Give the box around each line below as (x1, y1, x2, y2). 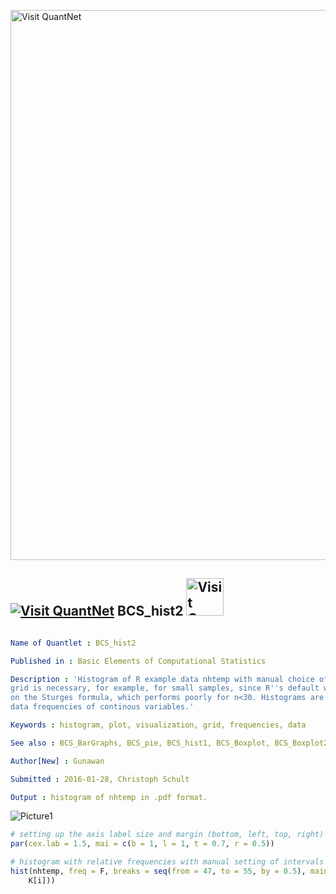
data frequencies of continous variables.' (10, 702, 195, 712)
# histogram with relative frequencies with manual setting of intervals (10, 857, 325, 867)
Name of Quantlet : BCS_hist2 (10, 638, 137, 648)
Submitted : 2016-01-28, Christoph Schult (10, 774, 190, 784)
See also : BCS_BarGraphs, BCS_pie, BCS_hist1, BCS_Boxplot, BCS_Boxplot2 (10, 738, 329, 748)
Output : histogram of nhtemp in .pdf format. (10, 792, 208, 802)
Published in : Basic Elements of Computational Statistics (10, 656, 267, 666)
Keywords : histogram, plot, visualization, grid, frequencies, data (10, 720, 307, 730)
